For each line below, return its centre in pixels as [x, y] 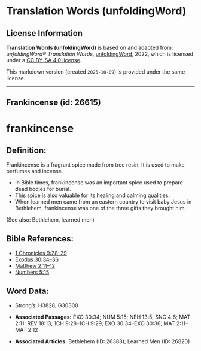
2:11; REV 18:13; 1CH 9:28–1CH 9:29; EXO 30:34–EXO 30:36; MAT [95, 323]
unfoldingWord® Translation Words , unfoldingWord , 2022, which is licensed [100, 54]
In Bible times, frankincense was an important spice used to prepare [99, 183]
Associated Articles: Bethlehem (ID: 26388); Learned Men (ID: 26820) [102, 341]
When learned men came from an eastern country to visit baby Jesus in [103, 202]
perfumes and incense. [35, 171]
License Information [44, 33]
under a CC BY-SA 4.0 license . [44, 60]
